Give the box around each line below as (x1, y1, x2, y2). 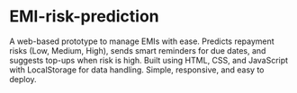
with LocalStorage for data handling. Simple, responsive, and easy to (9, 64, 265, 75)
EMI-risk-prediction (9, 6, 159, 27)
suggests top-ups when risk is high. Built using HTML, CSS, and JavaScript (9, 55, 289, 65)
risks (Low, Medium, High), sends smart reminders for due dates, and (9, 45, 266, 55)
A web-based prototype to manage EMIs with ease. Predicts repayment (9, 36, 274, 46)
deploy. (9, 73, 38, 84)
